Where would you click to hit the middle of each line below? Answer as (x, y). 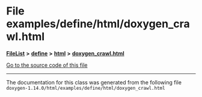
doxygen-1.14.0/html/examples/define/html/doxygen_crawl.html (86, 88)
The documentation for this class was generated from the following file (94, 82)
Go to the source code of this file (47, 65)
